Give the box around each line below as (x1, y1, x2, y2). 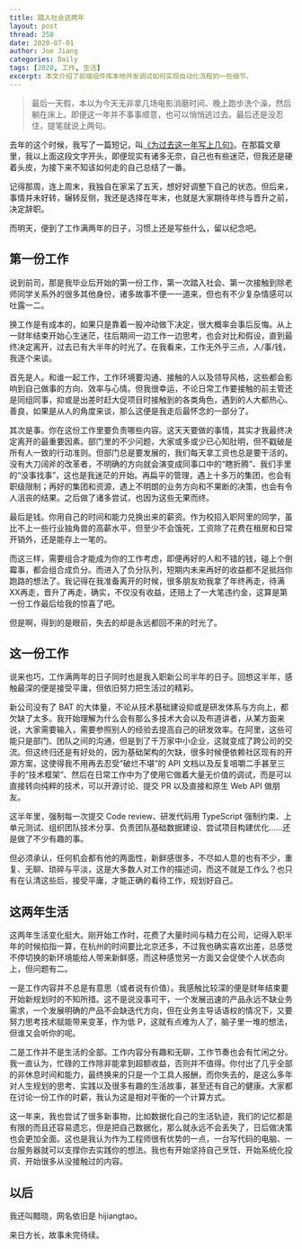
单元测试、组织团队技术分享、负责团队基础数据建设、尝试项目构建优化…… (9, 822, 283, 833)
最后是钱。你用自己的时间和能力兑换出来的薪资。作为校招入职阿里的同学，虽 (9, 511, 293, 522)
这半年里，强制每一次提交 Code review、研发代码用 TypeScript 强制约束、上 (9, 811, 292, 822)
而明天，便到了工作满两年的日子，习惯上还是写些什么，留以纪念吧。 (9, 222, 262, 233)
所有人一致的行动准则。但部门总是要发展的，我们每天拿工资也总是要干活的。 (9, 447, 293, 457)
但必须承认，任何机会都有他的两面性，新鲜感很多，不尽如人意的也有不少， (9, 853, 285, 864)
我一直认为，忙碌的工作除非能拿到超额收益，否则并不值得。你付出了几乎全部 (9, 1058, 293, 1069)
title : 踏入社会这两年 (9, 13, 85, 23)
